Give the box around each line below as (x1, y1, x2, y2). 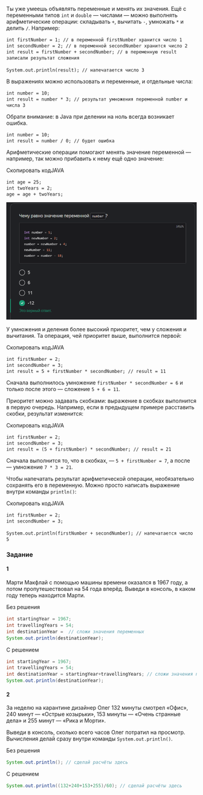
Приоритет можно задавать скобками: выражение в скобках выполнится (6, 397, 197, 404)
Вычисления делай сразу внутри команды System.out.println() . (6, 735, 173, 742)
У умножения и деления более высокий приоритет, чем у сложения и (6, 325, 187, 332)
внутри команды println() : (6, 487, 77, 495)
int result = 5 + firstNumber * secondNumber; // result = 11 (6, 368, 166, 374)
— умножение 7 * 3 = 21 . (6, 463, 74, 470)
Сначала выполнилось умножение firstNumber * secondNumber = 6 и (6, 378, 183, 386)
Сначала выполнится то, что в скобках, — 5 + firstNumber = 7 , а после (6, 457, 190, 464)
